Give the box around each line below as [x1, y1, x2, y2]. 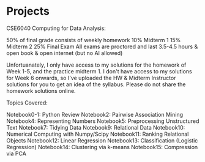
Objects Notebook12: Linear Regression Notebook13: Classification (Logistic [6, 136, 198, 144]
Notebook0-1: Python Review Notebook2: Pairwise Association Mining [6, 111, 184, 118]
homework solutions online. [6, 87, 76, 94]
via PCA [6, 150, 26, 157]
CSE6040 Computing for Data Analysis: [6, 24, 106, 32]
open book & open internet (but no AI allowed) [6, 49, 123, 56]
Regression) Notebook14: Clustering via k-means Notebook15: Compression [6, 143, 198, 150]
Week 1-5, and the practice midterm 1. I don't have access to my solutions [6, 67, 192, 75]
